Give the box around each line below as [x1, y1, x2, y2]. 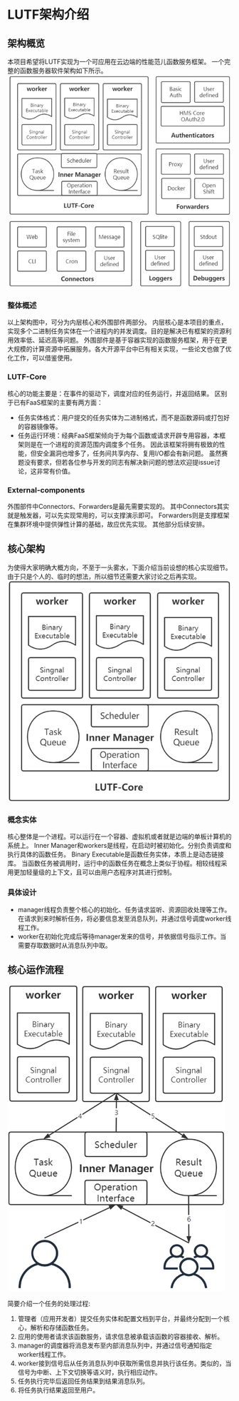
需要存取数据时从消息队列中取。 [17, 941, 112, 949]
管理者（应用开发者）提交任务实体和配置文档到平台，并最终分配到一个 [17, 1314, 224, 1322]
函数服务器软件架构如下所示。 [19, 66, 107, 75]
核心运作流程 [7, 964, 64, 976]
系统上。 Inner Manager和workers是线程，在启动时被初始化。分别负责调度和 [7, 841, 232, 850]
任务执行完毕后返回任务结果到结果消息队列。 [17, 1377, 149, 1385]
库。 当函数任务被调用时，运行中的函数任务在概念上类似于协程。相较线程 [7, 859, 221, 868]
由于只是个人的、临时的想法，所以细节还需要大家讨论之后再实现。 [7, 572, 201, 580]
